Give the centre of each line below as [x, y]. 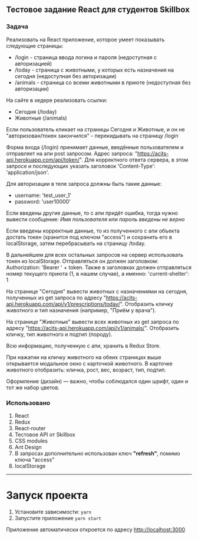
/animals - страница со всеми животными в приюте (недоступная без [103, 82]
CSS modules [31, 441]
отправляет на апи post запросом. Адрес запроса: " [72, 153]
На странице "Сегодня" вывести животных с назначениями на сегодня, [97, 291]
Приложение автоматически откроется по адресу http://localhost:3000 [96, 530]
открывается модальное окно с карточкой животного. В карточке [89, 363]
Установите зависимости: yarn [53, 512]
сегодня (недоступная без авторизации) [65, 76]
